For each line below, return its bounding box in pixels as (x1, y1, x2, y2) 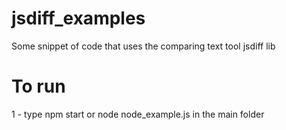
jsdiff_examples (11, 7, 146, 30)
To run (11, 75, 66, 98)
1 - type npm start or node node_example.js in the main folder (11, 108, 265, 120)
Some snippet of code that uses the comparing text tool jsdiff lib (11, 40, 276, 52)
